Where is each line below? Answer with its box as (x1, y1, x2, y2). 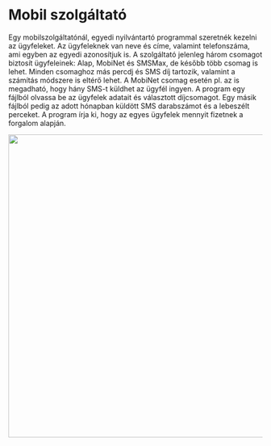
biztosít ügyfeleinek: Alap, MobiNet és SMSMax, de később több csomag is (8, 58, 258, 68)
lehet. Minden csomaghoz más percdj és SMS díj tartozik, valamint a (8, 66, 236, 76)
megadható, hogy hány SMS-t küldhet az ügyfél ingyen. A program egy (8, 83, 246, 94)
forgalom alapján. (8, 118, 66, 128)
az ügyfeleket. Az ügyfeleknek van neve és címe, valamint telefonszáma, (8, 40, 250, 50)
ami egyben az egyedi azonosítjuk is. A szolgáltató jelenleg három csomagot (8, 49, 263, 59)
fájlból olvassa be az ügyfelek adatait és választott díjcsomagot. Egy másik (8, 92, 256, 102)
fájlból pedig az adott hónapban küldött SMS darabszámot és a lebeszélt (8, 101, 250, 111)
